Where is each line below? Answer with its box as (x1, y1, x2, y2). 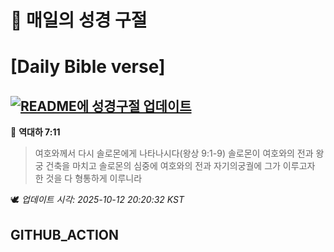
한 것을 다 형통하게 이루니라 (34, 172, 143, 185)
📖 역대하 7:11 (10, 126, 61, 138)
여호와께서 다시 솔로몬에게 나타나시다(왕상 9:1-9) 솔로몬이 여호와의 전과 (34, 147, 314, 160)
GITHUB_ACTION (10, 226, 120, 243)
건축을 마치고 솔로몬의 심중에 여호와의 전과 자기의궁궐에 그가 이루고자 (45, 160, 316, 172)
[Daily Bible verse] (10, 56, 166, 78)
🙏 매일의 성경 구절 (10, 9, 148, 32)
